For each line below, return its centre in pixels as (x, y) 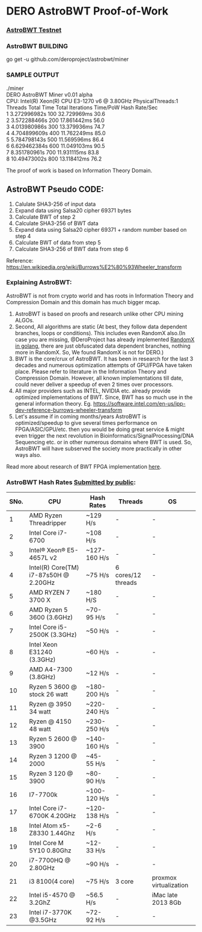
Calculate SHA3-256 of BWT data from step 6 (72, 249)
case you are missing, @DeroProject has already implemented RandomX (105, 339)
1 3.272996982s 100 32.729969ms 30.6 (56, 113)
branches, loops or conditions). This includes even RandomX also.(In (100, 333)
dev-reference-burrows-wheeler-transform (69, 410)
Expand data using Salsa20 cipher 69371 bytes (73, 210)
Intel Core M (47, 843)
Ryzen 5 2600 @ (53, 739)
